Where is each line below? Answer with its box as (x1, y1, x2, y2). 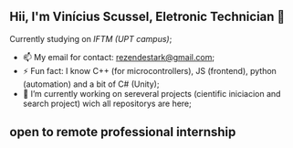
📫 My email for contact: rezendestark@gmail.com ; (22, 51, 215, 62)
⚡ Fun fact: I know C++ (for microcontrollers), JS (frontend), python (22, 65, 277, 76)
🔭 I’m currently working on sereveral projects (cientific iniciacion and (22, 88, 281, 99)
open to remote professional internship (9, 124, 236, 140)
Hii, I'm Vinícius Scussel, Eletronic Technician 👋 (9, 9, 286, 25)
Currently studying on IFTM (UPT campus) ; (9, 33, 173, 44)
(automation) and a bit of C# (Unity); (22, 79, 160, 90)
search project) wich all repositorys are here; (22, 98, 192, 109)
